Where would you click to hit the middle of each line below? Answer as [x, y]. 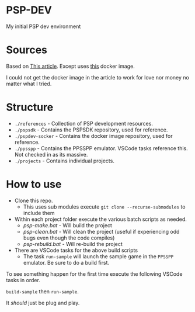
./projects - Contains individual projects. [65, 161]
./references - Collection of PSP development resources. [84, 123]
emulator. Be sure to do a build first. [66, 262]
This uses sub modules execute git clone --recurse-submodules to [104, 207]
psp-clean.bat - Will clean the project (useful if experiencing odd [101, 231]
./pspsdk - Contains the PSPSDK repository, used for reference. [91, 130]
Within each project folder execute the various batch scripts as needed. [100, 219]
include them [39, 213]
